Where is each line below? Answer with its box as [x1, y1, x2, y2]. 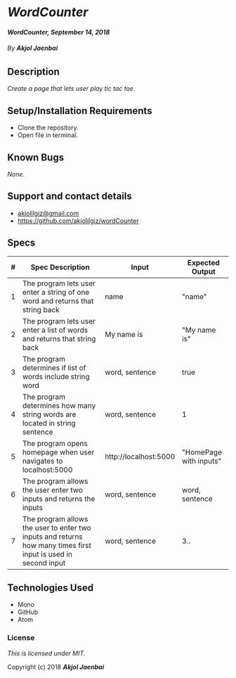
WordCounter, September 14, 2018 [7, 27, 110, 36]
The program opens [22, 438, 88, 448]
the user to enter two [22, 523, 91, 532]
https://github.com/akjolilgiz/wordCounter [17, 216, 139, 225]
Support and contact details [7, 191, 132, 203]
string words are [22, 409, 77, 419]
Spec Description [30, 262, 90, 271]
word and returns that [22, 296, 94, 306]
